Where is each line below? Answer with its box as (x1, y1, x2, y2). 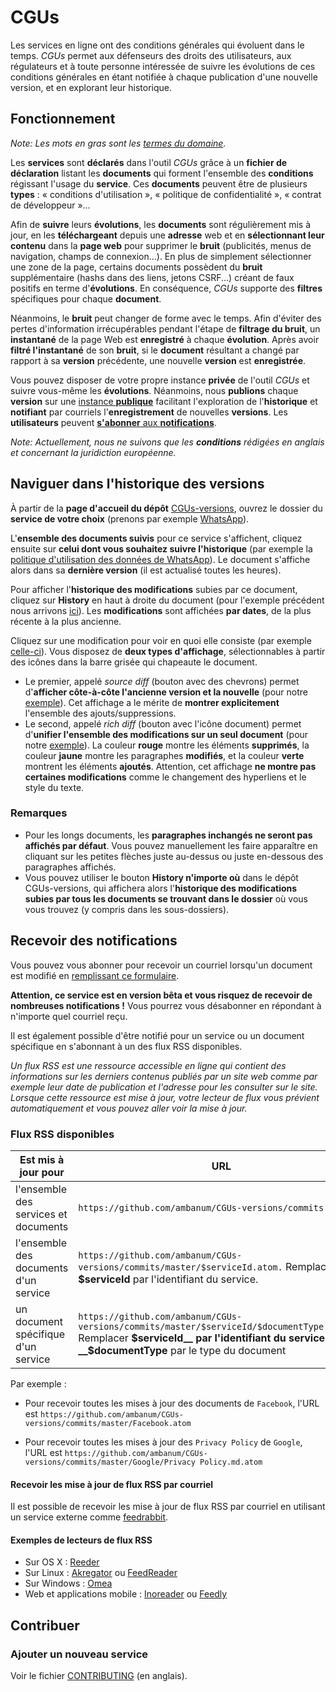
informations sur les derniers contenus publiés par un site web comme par (10, 1070, 318, 1082)
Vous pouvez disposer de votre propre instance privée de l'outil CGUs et (10, 374, 310, 386)
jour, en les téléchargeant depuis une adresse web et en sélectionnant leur (10, 229, 325, 241)
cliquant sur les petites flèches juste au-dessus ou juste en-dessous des (24, 850, 324, 862)
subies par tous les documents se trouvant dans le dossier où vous (24, 892, 308, 905)
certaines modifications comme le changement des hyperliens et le (24, 771, 307, 783)
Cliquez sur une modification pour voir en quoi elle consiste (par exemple (10, 634, 312, 646)
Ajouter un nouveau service (10, 1647, 149, 1661)
